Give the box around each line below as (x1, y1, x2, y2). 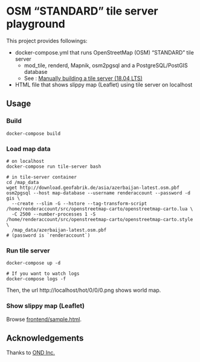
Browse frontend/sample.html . (6, 315, 82, 323)
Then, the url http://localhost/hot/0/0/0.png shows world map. (6, 286, 161, 294)
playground (6, 17, 65, 31)
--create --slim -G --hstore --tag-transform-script (11, 200, 147, 206)
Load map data (6, 144, 51, 153)
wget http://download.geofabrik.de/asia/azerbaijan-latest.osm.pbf (6, 185, 180, 191)
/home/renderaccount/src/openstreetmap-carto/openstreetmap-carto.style (6, 216, 193, 222)
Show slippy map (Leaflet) (6, 301, 85, 310)
